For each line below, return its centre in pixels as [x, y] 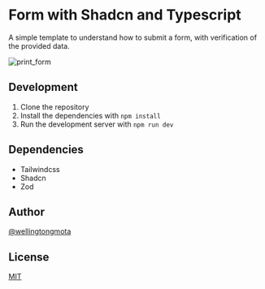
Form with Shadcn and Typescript [125, 15]
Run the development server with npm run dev [97, 124]
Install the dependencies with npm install [90, 115]
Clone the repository [54, 106]
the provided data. [39, 45]
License [29, 257]
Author [26, 211]
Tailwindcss [40, 169]
